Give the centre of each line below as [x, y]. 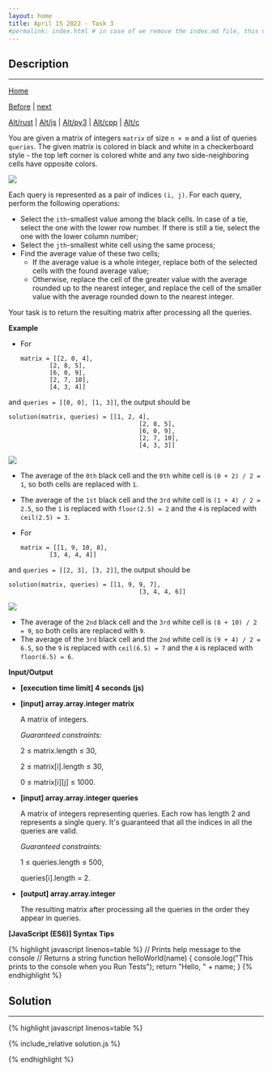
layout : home [30, 16]
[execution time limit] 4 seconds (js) [82, 688]
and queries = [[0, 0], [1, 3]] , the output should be [100, 402]
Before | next [30, 107]
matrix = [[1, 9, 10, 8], [64, 548]
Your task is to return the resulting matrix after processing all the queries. [130, 312]
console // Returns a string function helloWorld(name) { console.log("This [131, 958]
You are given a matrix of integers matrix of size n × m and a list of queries [133, 138]
